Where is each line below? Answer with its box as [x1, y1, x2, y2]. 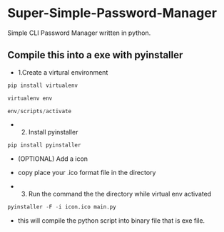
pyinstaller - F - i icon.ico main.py [7, 204, 116, 211]
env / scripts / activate [7, 107, 72, 115]
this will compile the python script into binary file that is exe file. [17, 216, 205, 225]
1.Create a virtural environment [17, 68, 108, 76]
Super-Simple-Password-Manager [7, 5, 218, 21]
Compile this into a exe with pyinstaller [7, 49, 183, 61]
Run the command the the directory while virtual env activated [28, 190, 212, 199]
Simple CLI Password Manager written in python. [7, 28, 151, 37]
